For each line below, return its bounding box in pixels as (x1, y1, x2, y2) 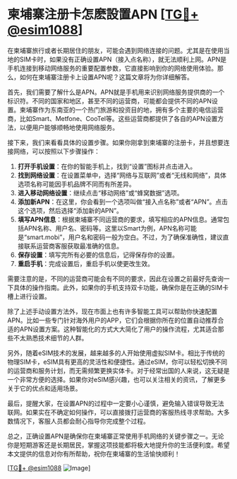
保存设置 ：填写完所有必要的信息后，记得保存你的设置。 (17, 250, 178, 259)
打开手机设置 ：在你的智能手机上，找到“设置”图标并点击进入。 (17, 162, 197, 171)
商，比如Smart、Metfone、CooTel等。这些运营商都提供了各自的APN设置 (7, 114, 218, 122)
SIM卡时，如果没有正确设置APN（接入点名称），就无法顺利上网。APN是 (19, 54, 227, 64)
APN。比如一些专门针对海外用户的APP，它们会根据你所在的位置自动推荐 (7, 316, 218, 324)
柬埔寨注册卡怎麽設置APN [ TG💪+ (7, 6, 199, 23)
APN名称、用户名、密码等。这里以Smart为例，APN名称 (23, 224, 185, 232)
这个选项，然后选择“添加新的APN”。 (17, 206, 123, 214)
